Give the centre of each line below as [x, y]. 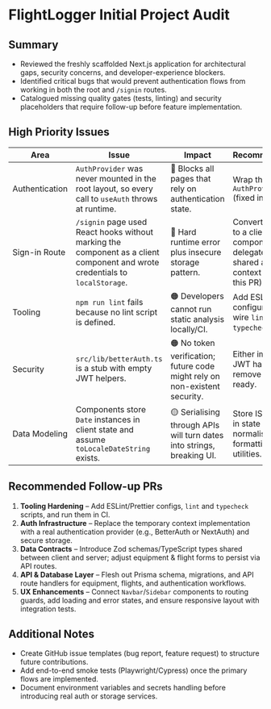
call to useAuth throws [117, 198]
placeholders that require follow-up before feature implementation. [131, 107]
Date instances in [108, 419]
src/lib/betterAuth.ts [119, 359]
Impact [198, 155]
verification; [193, 356]
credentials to [101, 272]
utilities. [247, 453]
